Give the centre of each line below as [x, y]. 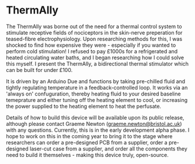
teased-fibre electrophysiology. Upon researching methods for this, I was [94, 39]
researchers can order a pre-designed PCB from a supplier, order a [87, 142]
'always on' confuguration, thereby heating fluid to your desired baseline [93, 94]
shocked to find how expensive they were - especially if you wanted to [91, 45]
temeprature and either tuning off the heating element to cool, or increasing [97, 100]
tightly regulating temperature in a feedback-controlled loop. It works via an [97, 87]
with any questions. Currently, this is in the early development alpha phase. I [98, 130]
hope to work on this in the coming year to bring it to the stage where [89, 136]
